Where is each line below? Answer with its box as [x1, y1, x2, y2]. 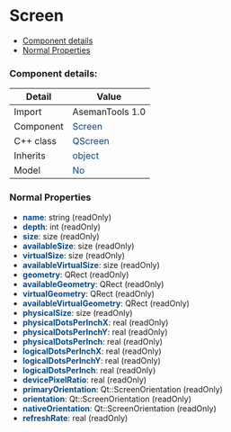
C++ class [13, 135, 57, 148]
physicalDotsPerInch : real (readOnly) [22, 336, 164, 346]
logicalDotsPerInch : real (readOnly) [22, 364, 156, 375]
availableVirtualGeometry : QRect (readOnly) [22, 298, 191, 309]
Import [13, 105, 42, 118]
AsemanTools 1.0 [72, 105, 147, 118]
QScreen [72, 135, 110, 148]
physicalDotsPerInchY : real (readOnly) [22, 326, 168, 337]
